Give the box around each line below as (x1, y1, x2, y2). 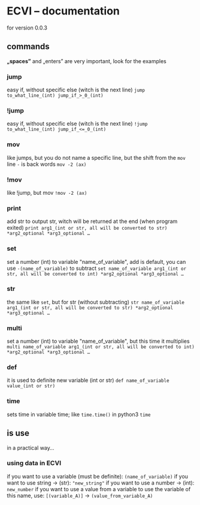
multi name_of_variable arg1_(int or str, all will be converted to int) (7, 344, 195, 350)
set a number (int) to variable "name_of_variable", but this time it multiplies (7, 338, 190, 345)
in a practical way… (7, 444, 54, 451)
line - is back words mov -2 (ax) (7, 161, 87, 168)
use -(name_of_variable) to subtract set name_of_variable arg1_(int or (7, 265, 187, 272)
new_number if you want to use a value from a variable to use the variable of (7, 485, 191, 492)
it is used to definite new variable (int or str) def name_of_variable (7, 377, 169, 384)
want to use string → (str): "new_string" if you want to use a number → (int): (7, 479, 195, 486)
